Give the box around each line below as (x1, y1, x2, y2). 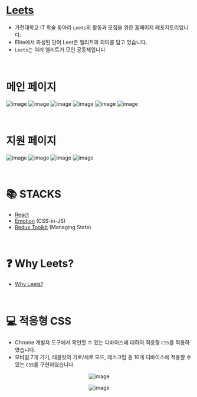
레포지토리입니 (155, 24, 189, 31)
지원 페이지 (6, 134, 57, 148)
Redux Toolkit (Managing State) (14, 223, 91, 230)
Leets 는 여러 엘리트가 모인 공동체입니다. (14, 45, 107, 53)
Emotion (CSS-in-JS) (14, 217, 66, 224)
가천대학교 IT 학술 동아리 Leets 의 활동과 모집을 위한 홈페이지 (14, 24, 155, 31)
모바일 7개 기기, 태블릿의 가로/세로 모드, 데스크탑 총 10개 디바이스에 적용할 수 (14, 353, 192, 360)
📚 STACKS (6, 187, 62, 201)
